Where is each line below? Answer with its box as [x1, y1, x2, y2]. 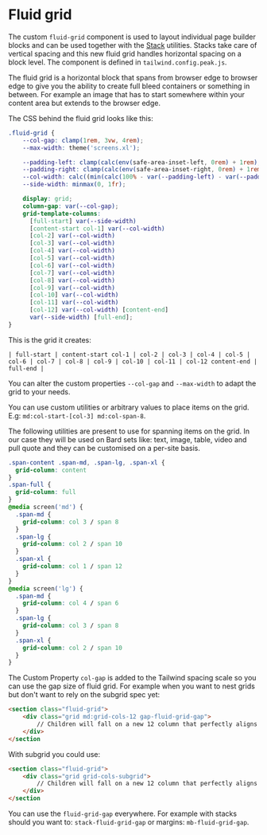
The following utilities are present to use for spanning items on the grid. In [8, 426, 250, 436]
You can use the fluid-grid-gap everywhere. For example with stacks [8, 809, 237, 818]
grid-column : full [15, 488, 77, 496]
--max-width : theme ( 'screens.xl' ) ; [22, 143, 141, 152]
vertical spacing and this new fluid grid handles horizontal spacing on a [8, 49, 242, 58]
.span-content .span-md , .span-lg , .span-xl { [8, 458, 165, 467]
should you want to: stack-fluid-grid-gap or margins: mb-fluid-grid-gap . [8, 817, 250, 827]
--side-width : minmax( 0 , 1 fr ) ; [22, 181, 126, 189]
